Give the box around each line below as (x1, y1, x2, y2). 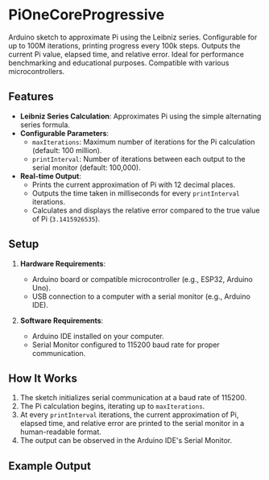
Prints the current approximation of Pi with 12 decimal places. (31, 180, 236, 189)
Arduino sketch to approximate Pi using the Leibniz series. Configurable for (8, 32, 258, 42)
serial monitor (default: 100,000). (31, 163, 141, 172)
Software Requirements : (19, 316, 104, 325)
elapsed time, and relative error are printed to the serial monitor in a (19, 419, 245, 428)
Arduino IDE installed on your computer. (31, 331, 164, 341)
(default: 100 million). (31, 145, 102, 155)
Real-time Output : (19, 171, 82, 180)
